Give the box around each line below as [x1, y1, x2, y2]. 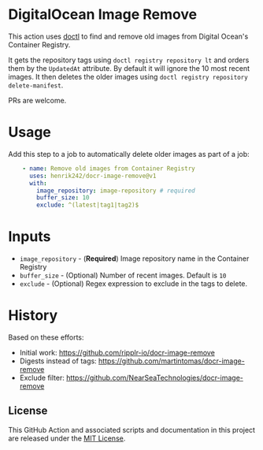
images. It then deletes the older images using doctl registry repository [8, 72, 248, 81]
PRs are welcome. [8, 95, 67, 105]
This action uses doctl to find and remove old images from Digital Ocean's [8, 32, 249, 41]
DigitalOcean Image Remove [8, 6, 198, 24]
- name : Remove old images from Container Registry [22, 164, 195, 173]
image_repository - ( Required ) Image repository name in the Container [19, 254, 250, 263]
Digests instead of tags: [19, 356, 97, 366]
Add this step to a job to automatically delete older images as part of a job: [8, 149, 250, 158]
